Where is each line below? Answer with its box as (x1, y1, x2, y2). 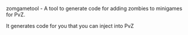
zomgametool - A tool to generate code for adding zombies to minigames (6, 5, 183, 12)
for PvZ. (6, 11, 26, 18)
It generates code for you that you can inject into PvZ (6, 23, 134, 29)
